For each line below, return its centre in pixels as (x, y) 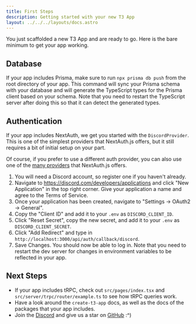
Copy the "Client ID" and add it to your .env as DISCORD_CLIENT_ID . (94, 214)
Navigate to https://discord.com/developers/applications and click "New (102, 183)
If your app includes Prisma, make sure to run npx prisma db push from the (96, 78)
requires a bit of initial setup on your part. (56, 148)
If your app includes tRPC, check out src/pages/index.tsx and (90, 290)
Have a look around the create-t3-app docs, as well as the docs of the (99, 302)
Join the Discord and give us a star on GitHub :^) (73, 315)
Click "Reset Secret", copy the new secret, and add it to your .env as (97, 220)
